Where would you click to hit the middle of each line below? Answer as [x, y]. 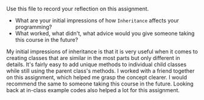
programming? [33, 27]
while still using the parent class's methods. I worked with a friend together [100, 71]
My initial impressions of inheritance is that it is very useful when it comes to [102, 52]
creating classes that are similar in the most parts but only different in [93, 58]
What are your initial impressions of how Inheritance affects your [97, 20]
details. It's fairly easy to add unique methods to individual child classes [97, 64]
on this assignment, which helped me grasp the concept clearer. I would [97, 77]
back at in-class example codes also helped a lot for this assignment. [93, 90]
